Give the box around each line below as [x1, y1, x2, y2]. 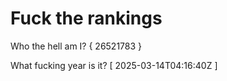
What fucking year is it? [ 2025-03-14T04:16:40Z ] [10, 59, 218, 71]
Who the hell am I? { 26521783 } [10, 40, 143, 52]
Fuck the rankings [10, 7, 163, 30]
